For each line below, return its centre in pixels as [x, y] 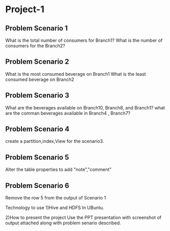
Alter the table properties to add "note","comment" [58, 169]
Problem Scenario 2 [37, 62]
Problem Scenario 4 [38, 129]
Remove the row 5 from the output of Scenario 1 [56, 198]
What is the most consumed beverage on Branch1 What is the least [76, 74]
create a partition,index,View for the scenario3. [55, 141]
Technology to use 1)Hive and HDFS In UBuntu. [55, 208]
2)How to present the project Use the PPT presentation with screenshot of [83, 218]
